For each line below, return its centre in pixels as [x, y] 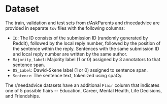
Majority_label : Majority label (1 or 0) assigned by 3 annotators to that [87, 59]
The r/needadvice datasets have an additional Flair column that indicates [82, 85]
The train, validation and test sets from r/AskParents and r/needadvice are [82, 23]
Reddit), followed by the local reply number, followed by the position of [87, 43]
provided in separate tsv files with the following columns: [65, 28]
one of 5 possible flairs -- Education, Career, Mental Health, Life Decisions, [84, 90]
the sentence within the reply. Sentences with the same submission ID [86, 48]
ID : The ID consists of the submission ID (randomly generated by [80, 38]
